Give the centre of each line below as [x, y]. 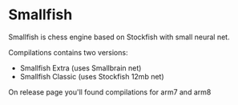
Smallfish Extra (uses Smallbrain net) [81, 68]
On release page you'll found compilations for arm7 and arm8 [110, 92]
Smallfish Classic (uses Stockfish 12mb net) [92, 76]
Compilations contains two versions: [68, 52]
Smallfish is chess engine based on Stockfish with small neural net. [119, 37]
